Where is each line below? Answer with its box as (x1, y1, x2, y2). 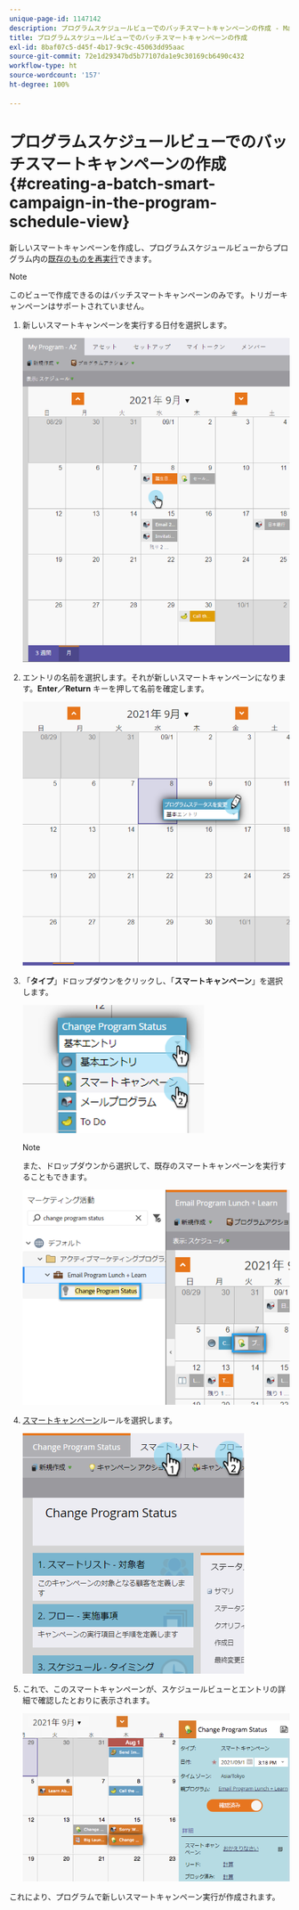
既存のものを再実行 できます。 (47, 253, 158, 264)
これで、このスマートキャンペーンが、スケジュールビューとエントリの (21, 1684, 279, 1694)
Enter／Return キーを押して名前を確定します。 (36, 682, 209, 694)
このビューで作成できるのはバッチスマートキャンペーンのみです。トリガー (9, 290, 280, 300)
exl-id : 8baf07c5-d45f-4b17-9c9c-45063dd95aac (9, 43, 185, 52)
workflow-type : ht (9, 61, 77, 70)
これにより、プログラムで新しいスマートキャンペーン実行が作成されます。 (9, 1891, 280, 1902)
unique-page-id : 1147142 (9, 14, 101, 23)
